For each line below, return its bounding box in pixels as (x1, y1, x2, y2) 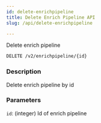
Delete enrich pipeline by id (6, 81, 74, 88)
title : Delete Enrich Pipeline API (6, 14, 96, 20)
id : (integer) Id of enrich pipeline (6, 109, 87, 117)
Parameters (6, 96, 41, 104)
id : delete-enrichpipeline (6, 8, 74, 15)
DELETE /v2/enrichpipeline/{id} (6, 53, 87, 59)
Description (6, 67, 41, 76)
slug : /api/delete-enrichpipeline (6, 20, 93, 26)
